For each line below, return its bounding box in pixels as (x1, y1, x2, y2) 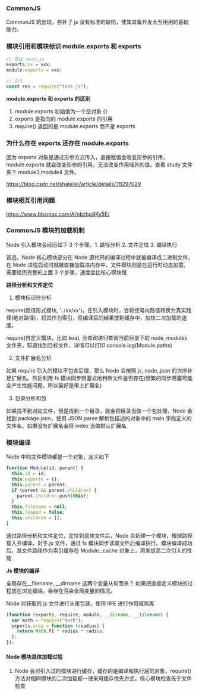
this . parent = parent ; (11, 482, 68, 488)
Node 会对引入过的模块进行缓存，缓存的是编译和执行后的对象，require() (14, 668, 192, 675)
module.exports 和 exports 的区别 (6, 95, 91, 102)
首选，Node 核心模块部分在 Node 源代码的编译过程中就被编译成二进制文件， (6, 253, 194, 260)
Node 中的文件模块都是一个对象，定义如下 (6, 453, 110, 460)
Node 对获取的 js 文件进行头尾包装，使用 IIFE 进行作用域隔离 (6, 600, 154, 607)
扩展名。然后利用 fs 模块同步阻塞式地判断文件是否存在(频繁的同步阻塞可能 (11, 374, 193, 381)
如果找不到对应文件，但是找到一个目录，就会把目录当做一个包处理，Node (6, 407, 186, 414)
